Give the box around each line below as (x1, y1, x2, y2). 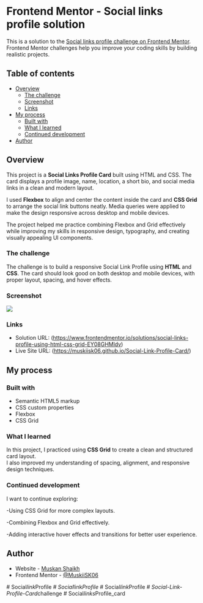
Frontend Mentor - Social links (6, 4, 163, 18)
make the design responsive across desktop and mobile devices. (6, 209, 170, 216)
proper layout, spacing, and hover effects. (6, 276, 112, 283)
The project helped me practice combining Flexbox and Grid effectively (6, 221, 186, 228)
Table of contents (6, 69, 75, 79)
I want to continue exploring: (6, 495, 78, 502)
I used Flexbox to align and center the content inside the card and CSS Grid (6, 196, 197, 203)
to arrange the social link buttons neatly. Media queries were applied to (6, 202, 185, 210)
